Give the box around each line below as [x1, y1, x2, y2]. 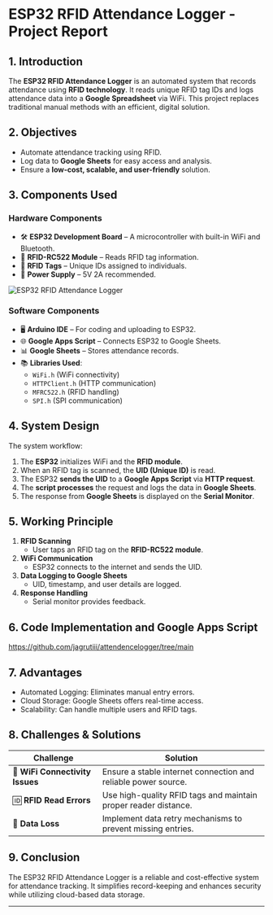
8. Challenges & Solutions [8, 728, 141, 742]
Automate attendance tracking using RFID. [19, 147, 162, 157]
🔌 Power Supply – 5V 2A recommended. [19, 269, 157, 279]
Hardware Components [8, 212, 103, 224]
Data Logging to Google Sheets [19, 571, 128, 580]
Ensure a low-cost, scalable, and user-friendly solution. [19, 164, 210, 174]
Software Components [8, 305, 100, 317]
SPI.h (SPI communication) [32, 396, 123, 405]
